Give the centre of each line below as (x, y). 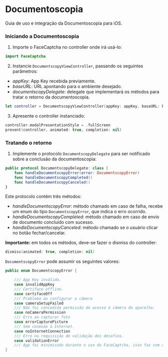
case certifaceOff (33, 294)
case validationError (36, 340)
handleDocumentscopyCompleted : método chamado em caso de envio (86, 217)
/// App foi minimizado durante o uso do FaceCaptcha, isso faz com (87, 345)
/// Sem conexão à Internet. (44, 326)
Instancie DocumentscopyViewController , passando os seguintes (78, 66)
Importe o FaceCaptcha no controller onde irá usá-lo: (67, 47)
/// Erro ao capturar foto (42, 317)
